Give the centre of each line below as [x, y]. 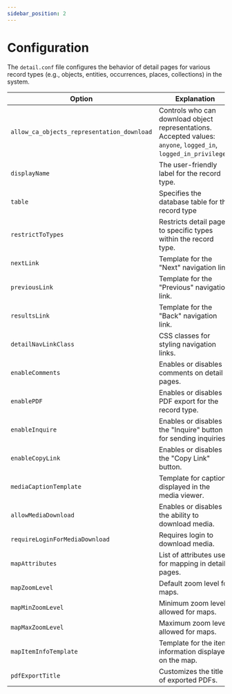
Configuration [48, 47]
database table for [188, 202]
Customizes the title [191, 671]
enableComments [36, 373]
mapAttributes [34, 563]
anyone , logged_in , [188, 144]
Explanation [195, 99]
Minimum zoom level [192, 603]
